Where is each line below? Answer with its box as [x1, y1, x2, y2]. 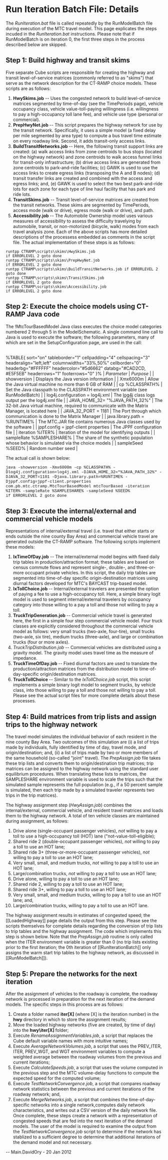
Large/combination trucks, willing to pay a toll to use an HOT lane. [12, 903, 149, 909]
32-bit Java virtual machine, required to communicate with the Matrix [5, 402, 148, 408]
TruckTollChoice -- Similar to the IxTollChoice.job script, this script [12, 677, 151, 683]
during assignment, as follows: [5, 818, 69, 824]
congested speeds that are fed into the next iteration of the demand [12, 1118, 153, 1124]
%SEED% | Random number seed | [5, 445, 78, 451]
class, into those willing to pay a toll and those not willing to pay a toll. [12, 687, 156, 693]
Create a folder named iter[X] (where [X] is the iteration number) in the [12, 1011, 159, 1017]
